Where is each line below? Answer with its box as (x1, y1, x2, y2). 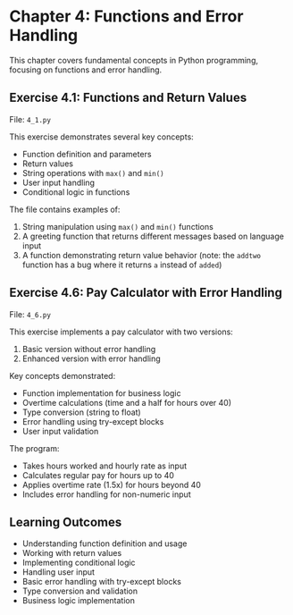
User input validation (21, 425, 99, 436)
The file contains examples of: (9, 204, 121, 215)
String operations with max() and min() (21, 167, 165, 178)
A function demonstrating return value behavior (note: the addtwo (21, 249, 262, 260)
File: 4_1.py (9, 114, 52, 124)
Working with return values (21, 548, 122, 559)
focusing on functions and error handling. (9, 64, 163, 75)
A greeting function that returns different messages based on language (21, 231, 284, 241)
